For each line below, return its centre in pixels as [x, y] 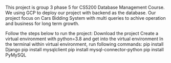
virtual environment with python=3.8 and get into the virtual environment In [84, 39]
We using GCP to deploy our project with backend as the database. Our [81, 13]
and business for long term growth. [42, 23]
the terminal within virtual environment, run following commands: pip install [84, 44]
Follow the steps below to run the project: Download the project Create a [82, 33]
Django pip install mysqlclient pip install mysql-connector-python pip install [84, 50]
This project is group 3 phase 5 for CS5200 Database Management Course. [85, 7]
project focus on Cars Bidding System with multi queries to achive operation [85, 18]
